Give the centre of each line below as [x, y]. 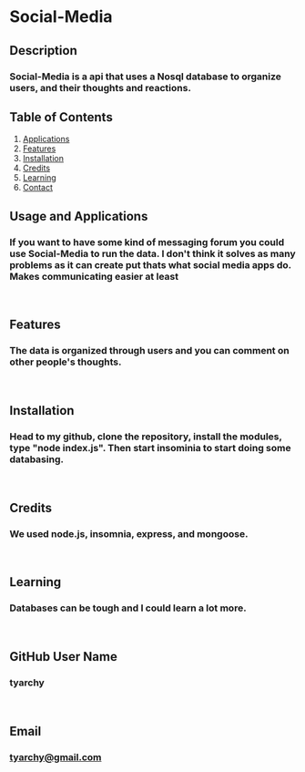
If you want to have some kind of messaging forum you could [147, 242]
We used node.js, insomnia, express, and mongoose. [129, 533]
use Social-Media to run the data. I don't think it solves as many [152, 253]
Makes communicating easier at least [94, 276]
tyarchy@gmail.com [56, 757]
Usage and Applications [79, 216]
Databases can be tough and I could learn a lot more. [128, 608]
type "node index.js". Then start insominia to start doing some [150, 448]
